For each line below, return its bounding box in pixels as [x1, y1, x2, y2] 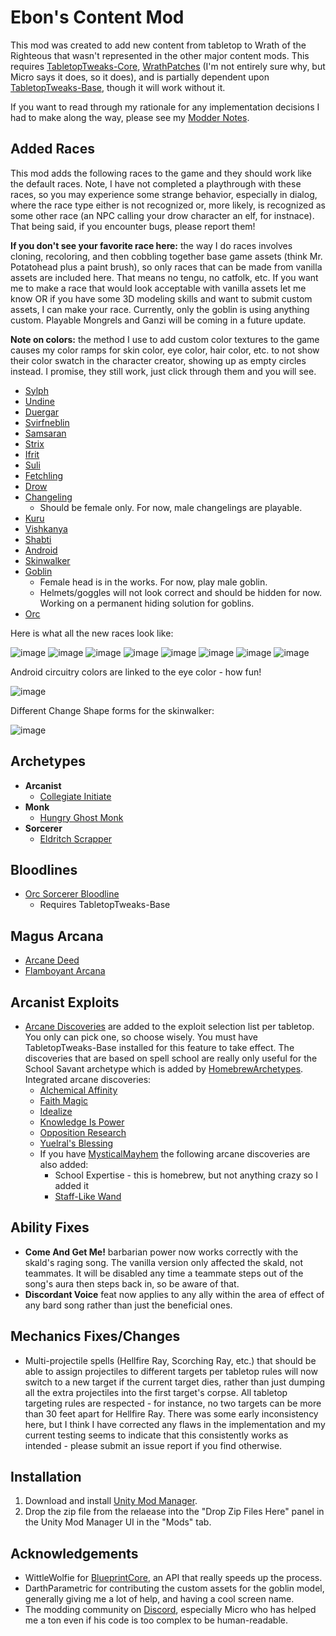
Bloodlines [10, 861, 78, 878]
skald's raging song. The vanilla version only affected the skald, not [24, 1256, 304, 1268]
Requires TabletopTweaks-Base [39, 899, 171, 911]
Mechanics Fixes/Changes [10, 1328, 181, 1345]
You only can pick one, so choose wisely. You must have [24, 1031, 258, 1043]
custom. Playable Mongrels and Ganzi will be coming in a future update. [10, 314, 307, 326]
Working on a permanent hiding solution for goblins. [39, 597, 255, 609]
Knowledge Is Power [39, 1116, 125, 1128]
